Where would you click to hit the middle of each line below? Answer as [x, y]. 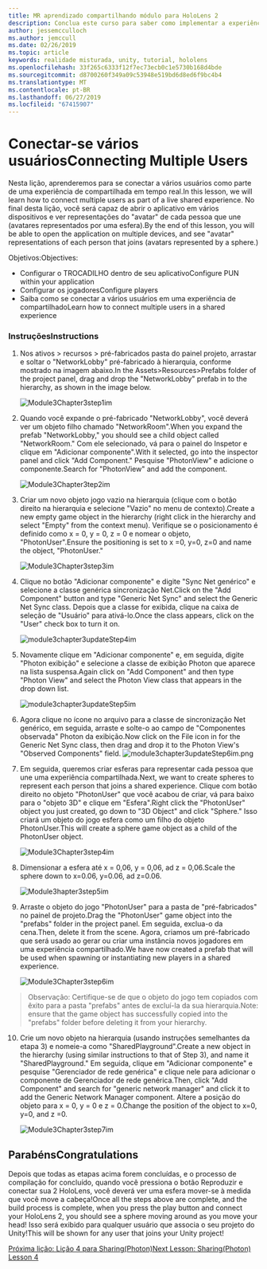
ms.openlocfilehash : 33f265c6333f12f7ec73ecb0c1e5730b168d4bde [115, 68]
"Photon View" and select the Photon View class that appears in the [131, 680]
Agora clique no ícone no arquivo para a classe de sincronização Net [133, 720]
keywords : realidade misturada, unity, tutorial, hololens [108, 61]
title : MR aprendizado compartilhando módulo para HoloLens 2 [113, 16]
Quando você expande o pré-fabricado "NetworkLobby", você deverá [134, 418]
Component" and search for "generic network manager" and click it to [135, 1089]
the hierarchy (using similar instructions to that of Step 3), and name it [134, 1055]
